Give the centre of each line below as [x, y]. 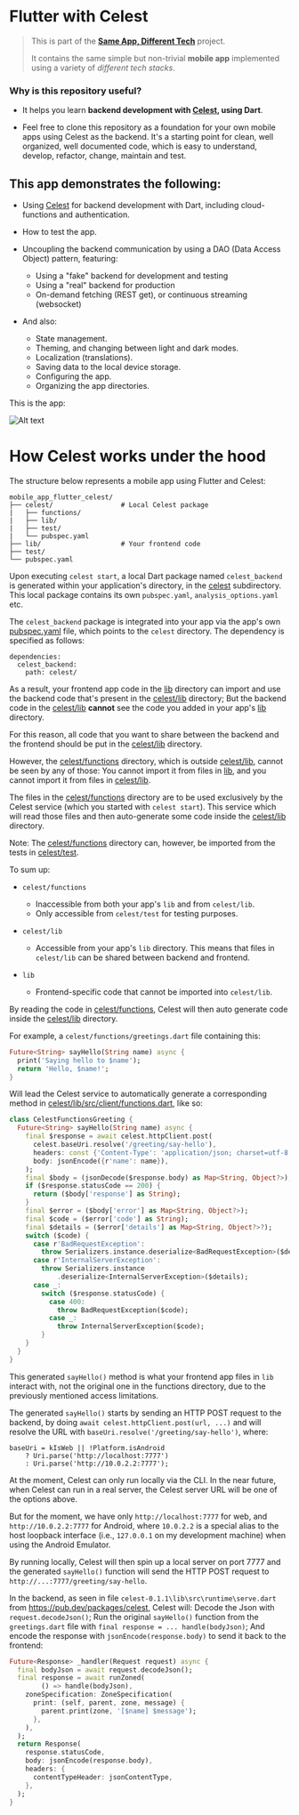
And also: [40, 321]
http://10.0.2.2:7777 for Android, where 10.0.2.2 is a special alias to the [144, 1525]
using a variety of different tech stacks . [103, 68]
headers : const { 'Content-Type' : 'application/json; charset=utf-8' [162, 1153]
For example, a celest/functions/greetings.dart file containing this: [135, 1036]
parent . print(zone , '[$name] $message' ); [119, 1711]
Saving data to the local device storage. [108, 367]
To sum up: [30, 869]
